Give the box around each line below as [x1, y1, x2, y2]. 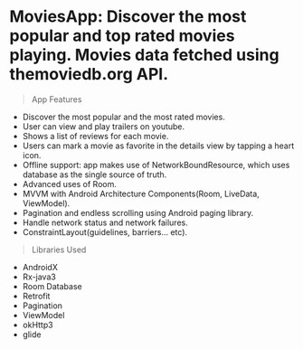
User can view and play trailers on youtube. [22, 120, 185, 132]
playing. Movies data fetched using [9, 45, 279, 65]
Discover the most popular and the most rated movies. [22, 111, 226, 122]
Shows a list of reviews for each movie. [22, 130, 169, 141]
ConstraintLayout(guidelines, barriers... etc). [22, 226, 188, 237]
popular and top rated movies [9, 25, 235, 46]
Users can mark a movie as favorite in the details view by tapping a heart [22, 140, 295, 151]
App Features [31, 93, 82, 105]
